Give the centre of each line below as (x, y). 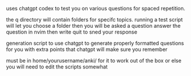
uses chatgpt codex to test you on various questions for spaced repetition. (96, 8)
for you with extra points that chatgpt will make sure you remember (87, 49)
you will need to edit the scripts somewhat (57, 67)
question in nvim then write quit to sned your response (72, 32)
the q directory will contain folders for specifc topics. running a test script (94, 19)
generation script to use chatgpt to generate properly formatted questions (95, 43)
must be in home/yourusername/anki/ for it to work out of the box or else (94, 61)
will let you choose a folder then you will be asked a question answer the (93, 26)
